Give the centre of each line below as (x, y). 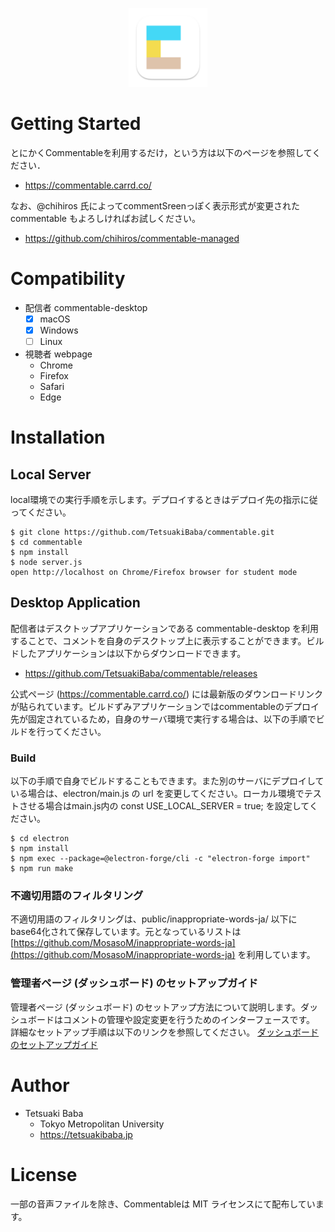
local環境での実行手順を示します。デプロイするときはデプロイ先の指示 (155, 500)
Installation (58, 437)
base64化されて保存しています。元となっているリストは (126, 932)
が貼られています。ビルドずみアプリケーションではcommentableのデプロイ (165, 706)
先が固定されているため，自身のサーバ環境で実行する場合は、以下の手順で (163, 719)
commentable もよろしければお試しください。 (105, 218)
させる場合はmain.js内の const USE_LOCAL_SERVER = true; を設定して (164, 806)
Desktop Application (75, 603)
